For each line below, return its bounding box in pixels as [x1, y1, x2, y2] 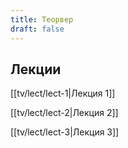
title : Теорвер [10, 14, 74, 25]
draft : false [10, 24, 65, 34]
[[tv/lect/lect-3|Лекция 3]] [10, 126, 120, 138]
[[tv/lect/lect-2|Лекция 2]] [10, 107, 119, 119]
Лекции [10, 61, 62, 78]
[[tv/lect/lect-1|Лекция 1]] [10, 87, 116, 100]
